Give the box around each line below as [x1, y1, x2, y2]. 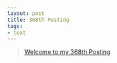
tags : [7, 23, 23, 29]
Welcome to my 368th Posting [24, 48, 111, 56]
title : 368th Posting [7, 16, 70, 23]
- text [7, 29, 26, 36]
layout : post [7, 10, 45, 17]
